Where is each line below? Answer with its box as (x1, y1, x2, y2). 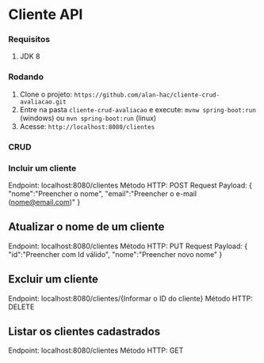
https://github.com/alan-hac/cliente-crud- (74, 91, 220, 99)
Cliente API (8, 6, 83, 24)
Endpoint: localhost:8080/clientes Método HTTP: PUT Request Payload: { (8, 241, 248, 251)
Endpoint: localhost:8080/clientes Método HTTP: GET (8, 346, 184, 355)
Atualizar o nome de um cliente (8, 220, 165, 234)
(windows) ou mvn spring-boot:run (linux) (19, 113, 157, 123)
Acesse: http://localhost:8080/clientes (19, 121, 155, 131)
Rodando (8, 71, 44, 82)
